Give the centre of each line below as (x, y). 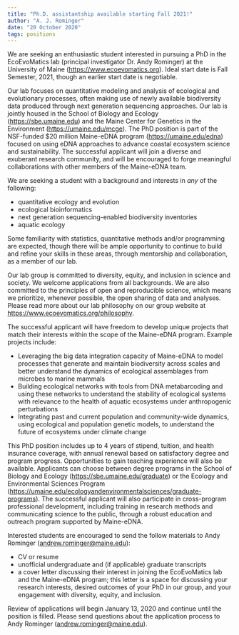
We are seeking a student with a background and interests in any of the (112, 181)
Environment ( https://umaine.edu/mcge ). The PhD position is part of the (113, 129)
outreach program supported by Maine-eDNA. (75, 521)
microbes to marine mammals (61, 379)
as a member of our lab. (42, 261)
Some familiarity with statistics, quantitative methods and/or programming (116, 239)
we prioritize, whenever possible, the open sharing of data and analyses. (114, 298)
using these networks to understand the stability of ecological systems (122, 394)
